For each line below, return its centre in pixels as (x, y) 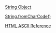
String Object (18, 7)
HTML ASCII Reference (28, 26)
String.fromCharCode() (28, 16)
